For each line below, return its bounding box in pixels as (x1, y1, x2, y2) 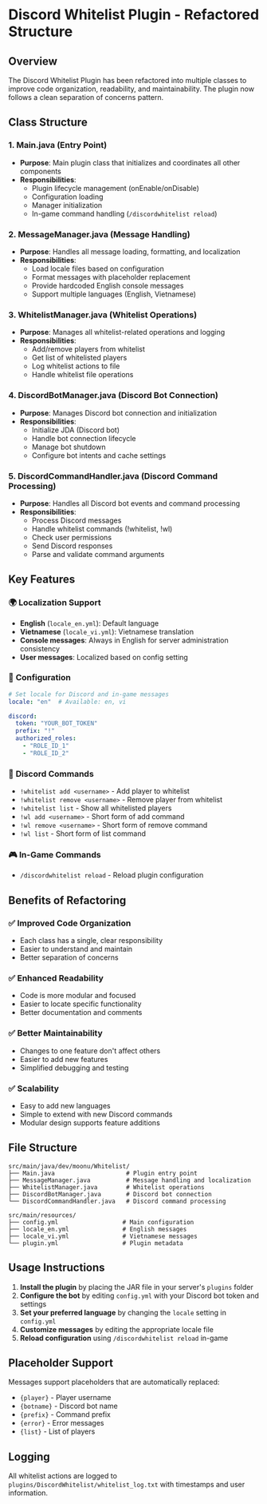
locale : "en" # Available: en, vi (8, 698, 127, 706)
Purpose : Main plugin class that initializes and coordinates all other (19, 157, 241, 167)
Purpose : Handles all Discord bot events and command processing (19, 498, 241, 508)
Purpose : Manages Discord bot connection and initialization (19, 408, 218, 417)
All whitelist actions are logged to (8, 1471, 118, 1481)
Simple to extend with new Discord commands (19, 1109, 173, 1120)
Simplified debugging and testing (19, 1063, 129, 1072)
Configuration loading (31, 192, 104, 201)
